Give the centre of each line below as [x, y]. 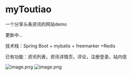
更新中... [14, 35]
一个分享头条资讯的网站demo [36, 24]
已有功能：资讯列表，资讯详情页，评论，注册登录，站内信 [66, 57]
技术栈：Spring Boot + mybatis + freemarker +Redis [60, 46]
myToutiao [29, 9]
